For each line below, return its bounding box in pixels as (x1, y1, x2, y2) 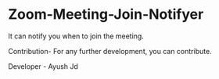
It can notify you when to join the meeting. (8, 31, 145, 41)
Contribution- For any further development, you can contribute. (8, 46, 213, 56)
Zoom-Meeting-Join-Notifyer (8, 5, 204, 23)
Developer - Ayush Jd (8, 61, 78, 71)
